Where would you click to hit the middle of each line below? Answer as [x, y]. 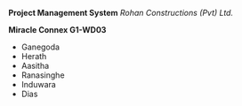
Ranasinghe [43, 75]
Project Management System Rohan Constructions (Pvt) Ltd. [121, 13]
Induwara [39, 84]
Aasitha [35, 66]
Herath [34, 56]
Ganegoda [40, 47]
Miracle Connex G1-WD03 [57, 30]
